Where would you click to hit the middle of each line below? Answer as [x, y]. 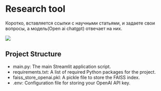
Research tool [35, 9]
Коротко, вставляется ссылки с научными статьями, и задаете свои [80, 23]
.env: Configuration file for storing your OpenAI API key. [72, 83]
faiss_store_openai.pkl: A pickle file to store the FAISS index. [76, 77]
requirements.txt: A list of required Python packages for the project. [84, 72]
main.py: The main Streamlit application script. [62, 66]
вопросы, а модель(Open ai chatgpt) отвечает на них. [64, 28]
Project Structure [33, 54]
